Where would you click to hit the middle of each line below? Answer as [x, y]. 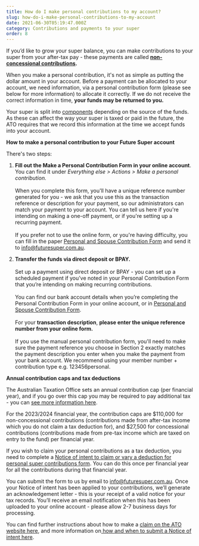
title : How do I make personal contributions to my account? [84, 12]
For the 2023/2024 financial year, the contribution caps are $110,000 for [95, 414]
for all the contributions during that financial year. [67, 470]
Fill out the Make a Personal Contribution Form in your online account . [103, 166]
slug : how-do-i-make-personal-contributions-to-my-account [81, 17]
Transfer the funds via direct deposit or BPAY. [73, 259]
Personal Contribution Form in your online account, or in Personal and [100, 304]
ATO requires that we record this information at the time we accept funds [96, 124]
